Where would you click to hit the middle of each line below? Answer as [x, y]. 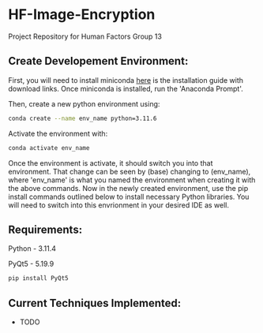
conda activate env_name [49, 148]
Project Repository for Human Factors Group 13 [85, 36]
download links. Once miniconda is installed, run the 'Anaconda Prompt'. [126, 88]
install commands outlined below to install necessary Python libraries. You [129, 196]
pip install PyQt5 [38, 279]
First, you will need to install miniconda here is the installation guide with [126, 80]
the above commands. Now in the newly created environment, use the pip [128, 188]
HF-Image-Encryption [82, 15]
